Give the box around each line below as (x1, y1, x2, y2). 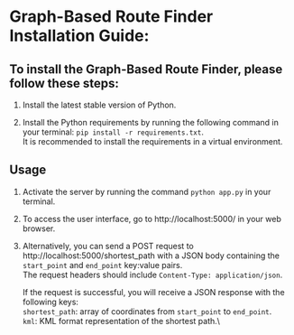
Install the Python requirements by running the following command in (22, 117, 280, 127)
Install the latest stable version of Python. (22, 99, 177, 110)
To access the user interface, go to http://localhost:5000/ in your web (22, 213, 281, 224)
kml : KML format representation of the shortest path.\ (22, 315, 221, 326)
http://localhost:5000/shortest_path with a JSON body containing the (22, 250, 280, 261)
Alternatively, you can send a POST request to (22, 240, 194, 251)
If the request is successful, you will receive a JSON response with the (22, 286, 286, 297)
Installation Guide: (9, 25, 150, 46)
